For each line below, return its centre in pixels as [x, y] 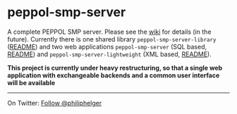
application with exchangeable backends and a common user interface [114, 75]
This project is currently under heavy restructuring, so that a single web [115, 68]
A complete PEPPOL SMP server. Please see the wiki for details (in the [109, 32]
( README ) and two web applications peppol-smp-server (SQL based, [107, 46]
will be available [31, 82]
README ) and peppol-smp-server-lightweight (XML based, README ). [109, 54]
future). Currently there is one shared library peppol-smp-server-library [112, 39]
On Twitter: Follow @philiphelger [55, 103]
